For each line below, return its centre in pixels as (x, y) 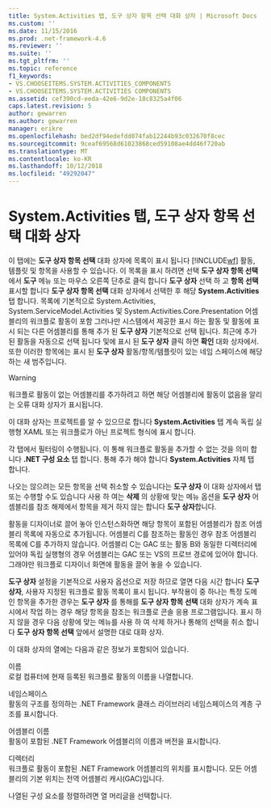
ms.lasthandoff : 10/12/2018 (56, 167)
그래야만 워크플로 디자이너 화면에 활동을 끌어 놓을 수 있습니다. (105, 564)
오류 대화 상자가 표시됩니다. (60, 404)
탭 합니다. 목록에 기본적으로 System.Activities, (82, 301)
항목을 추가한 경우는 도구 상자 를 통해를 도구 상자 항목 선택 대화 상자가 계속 (133, 601)
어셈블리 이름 (29, 731)
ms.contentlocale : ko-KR (50, 159)
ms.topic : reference (43, 69)
